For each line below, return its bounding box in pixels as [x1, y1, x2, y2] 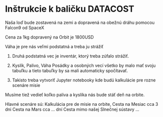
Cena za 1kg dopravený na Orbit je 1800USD [5, 34, 94, 40]
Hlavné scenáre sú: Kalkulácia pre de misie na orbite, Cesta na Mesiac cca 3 [5, 101, 158, 107]
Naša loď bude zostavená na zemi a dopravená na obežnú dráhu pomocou [5, 19, 155, 25]
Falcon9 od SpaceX [5, 24, 45, 30]
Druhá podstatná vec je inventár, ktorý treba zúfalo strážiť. [12, 53, 129, 59]
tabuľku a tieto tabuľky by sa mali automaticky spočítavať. [12, 67, 128, 74]
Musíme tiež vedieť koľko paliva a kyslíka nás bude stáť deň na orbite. [5, 92, 145, 97]
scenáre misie [12, 82, 40, 88]
